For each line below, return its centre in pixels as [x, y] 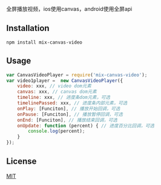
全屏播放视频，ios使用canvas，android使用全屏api [69, 9]
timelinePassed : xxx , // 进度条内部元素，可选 [72, 103]
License [21, 162]
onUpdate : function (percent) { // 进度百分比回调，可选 [86, 126]
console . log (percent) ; [57, 131]
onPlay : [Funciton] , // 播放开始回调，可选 [69, 109]
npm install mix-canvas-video [44, 42]
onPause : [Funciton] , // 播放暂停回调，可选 [70, 114]
